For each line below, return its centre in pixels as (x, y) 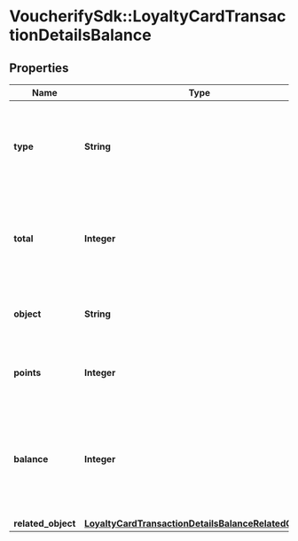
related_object (45, 523)
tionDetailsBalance (81, 35)
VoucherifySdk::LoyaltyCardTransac (148, 16)
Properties (39, 68)
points (27, 372)
